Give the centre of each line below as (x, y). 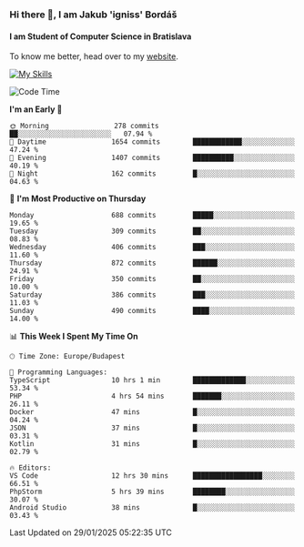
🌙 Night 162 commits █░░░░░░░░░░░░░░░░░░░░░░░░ (152, 174)
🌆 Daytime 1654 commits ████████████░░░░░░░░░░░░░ (152, 142)
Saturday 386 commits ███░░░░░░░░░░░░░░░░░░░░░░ (152, 295)
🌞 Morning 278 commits (84, 127)
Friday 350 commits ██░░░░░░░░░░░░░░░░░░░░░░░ (152, 279)
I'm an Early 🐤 (36, 109)
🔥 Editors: (30, 468)
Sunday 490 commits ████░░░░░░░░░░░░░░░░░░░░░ (152, 311)
